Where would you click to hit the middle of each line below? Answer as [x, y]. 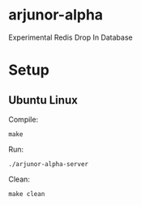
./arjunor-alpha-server [49, 164]
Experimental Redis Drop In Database [70, 37]
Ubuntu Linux [43, 100]
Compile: [23, 119]
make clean [27, 194]
